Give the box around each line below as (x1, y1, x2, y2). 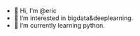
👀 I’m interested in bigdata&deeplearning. (13, 14, 134, 22)
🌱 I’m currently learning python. (13, 21, 105, 29)
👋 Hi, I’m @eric (13, 7, 57, 15)
